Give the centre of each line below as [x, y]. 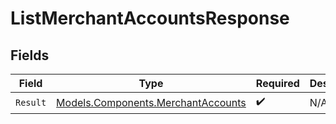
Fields [30, 55]
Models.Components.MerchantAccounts [151, 102]
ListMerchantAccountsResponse [150, 18]
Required [277, 83]
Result [31, 102]
